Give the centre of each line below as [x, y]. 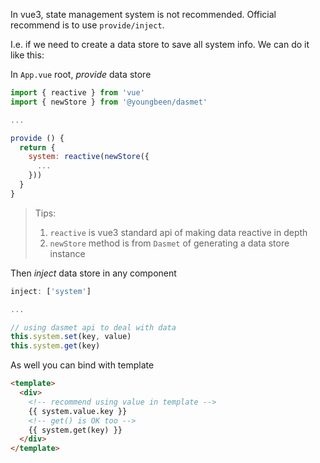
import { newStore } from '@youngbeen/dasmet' [109, 102]
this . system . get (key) [55, 346]
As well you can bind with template [82, 365]
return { [37, 147]
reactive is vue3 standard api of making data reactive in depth [178, 232]
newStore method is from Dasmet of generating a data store [169, 243]
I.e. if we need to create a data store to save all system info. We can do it [160, 44]
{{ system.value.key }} [78, 411]
